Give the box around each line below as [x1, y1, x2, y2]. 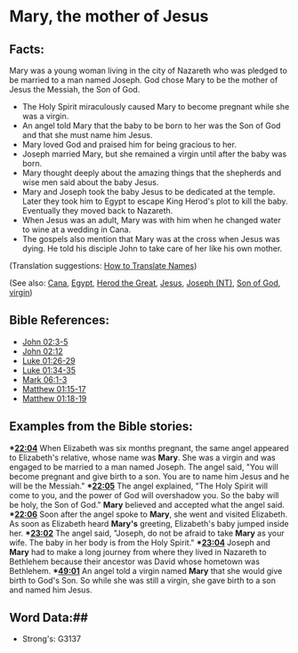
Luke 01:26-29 [21, 355, 76, 366]
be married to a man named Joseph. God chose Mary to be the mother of [9, 75, 278, 85]
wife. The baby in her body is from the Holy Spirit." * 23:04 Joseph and [9, 536, 270, 548]
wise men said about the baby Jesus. [21, 177, 159, 188]
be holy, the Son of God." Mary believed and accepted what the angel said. [9, 499, 285, 510]
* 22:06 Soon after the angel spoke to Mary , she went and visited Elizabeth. [9, 509, 288, 520]
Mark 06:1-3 [21, 374, 68, 384]
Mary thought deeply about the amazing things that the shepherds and [21, 167, 282, 178]
